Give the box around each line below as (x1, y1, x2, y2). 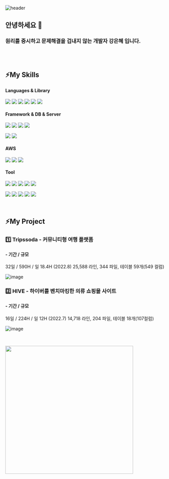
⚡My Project (5, 217, 45, 226)
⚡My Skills (5, 71, 39, 79)
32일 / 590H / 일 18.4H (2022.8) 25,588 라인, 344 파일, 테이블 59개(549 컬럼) (5, 264, 164, 270)
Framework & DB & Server (5, 111, 61, 117)
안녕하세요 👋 (5, 21, 42, 30)
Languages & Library (5, 87, 51, 93)
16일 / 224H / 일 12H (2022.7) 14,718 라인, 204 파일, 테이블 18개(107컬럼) (5, 315, 154, 321)
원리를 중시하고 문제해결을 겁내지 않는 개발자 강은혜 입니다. (5, 37, 141, 45)
